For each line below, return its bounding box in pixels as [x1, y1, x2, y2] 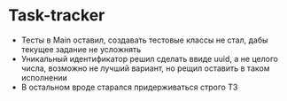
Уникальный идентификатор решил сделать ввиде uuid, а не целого [20, 53, 278, 64]
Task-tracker [8, 5, 105, 26]
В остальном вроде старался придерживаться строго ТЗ [20, 82, 238, 92]
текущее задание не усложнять [20, 43, 142, 54]
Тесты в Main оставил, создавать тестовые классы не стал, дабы [20, 35, 268, 45]
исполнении [20, 72, 67, 82]
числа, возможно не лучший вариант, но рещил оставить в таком [20, 63, 270, 74]
